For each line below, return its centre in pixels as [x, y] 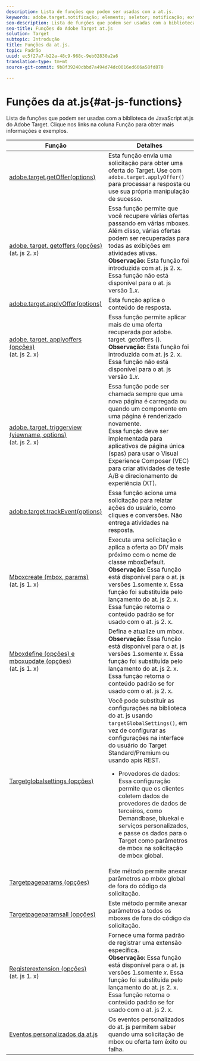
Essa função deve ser [138, 431]
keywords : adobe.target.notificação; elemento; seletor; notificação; [96, 17]
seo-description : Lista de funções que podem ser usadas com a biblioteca [101, 23]
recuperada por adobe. [140, 332]
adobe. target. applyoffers [46, 340]
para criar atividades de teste [149, 468]
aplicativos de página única [146, 446]
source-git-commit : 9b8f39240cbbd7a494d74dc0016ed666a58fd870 [85, 67]
